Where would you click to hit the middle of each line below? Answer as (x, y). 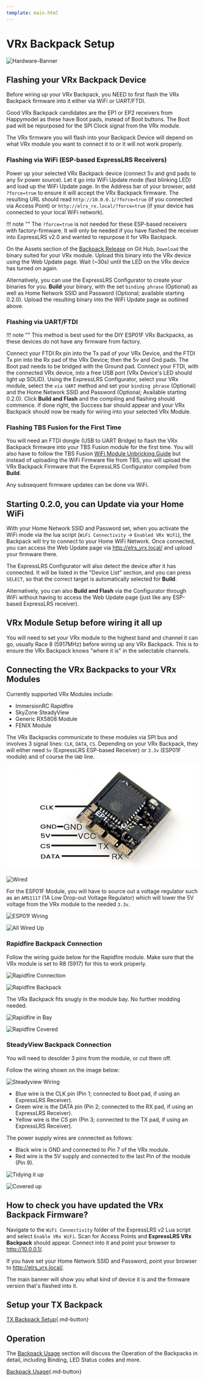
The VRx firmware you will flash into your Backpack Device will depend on (100, 138)
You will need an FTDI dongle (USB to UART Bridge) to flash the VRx (92, 441)
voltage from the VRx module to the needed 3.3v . (68, 904)
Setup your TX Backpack (55, 1305)
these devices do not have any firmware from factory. (74, 341)
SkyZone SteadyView (42, 712)
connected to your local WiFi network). (55, 212)
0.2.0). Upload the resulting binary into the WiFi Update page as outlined (98, 300)
